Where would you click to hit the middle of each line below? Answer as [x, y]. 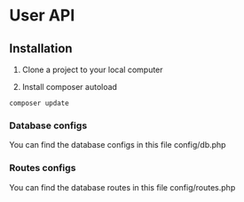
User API [42, 16]
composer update [39, 103]
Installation [41, 48]
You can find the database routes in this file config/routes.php [122, 187]
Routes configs [43, 168]
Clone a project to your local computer [92, 69]
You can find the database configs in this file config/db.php [118, 145]
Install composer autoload [70, 87]
